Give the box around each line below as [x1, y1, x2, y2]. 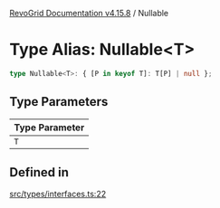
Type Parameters [9, 94, 109, 109]
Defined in [9, 165, 70, 180]
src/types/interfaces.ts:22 [9, 189, 107, 200]
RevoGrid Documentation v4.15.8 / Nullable [9, 8, 169, 18]
